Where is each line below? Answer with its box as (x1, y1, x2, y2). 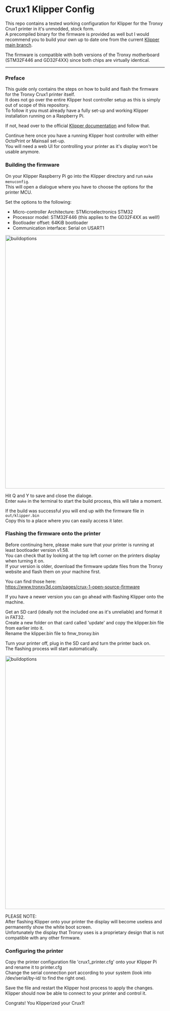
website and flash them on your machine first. (5, 569, 101, 575)
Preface (5, 74, 25, 82)
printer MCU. (5, 189, 32, 195)
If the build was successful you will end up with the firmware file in (5, 508, 144, 514)
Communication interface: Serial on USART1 (12, 224, 105, 231)
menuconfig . (5, 178, 29, 184)
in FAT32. (5, 614, 25, 620)
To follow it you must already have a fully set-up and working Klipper (5, 107, 149, 114)
